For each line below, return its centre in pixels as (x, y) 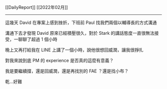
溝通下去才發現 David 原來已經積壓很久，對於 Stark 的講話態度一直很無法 (80, 33)
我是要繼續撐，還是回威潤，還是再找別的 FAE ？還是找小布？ (67, 71)
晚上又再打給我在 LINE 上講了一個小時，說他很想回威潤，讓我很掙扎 (74, 50)
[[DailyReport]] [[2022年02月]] (37, 7)
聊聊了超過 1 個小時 (38, 39)
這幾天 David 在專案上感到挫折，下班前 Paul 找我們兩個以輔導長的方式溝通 (81, 22)
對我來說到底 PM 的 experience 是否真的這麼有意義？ (59, 60)
